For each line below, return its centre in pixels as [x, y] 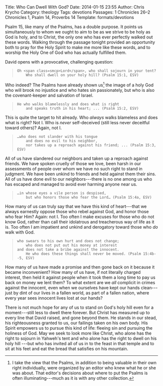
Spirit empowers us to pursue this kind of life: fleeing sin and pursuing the [79, 328]
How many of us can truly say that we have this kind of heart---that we [76, 206]
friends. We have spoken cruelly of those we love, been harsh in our [73, 163]
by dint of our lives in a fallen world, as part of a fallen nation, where [81, 293]
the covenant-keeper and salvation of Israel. [49, 95]
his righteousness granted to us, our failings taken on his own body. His [76, 323]
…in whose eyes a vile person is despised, [62, 193]
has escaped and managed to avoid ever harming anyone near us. [71, 184]
